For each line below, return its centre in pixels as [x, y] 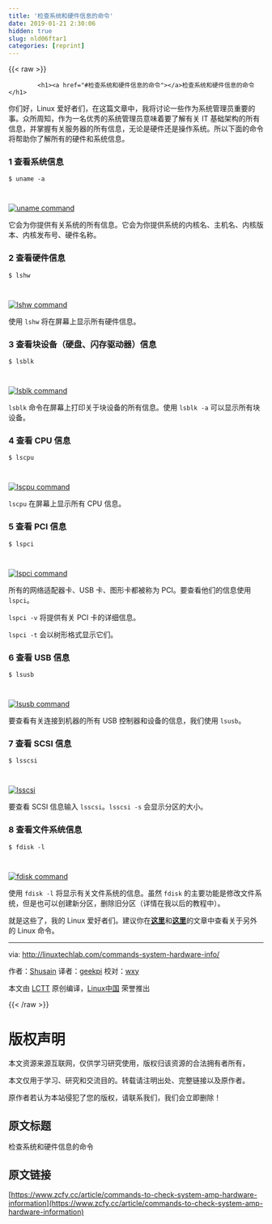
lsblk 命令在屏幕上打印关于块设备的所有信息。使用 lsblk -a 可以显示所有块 [134, 408]
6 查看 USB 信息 [39, 657]
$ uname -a [27, 179]
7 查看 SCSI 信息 [40, 743]
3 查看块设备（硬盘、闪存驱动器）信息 [83, 344]
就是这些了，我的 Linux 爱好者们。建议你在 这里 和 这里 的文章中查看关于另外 [133, 920]
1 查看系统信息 [36, 162]
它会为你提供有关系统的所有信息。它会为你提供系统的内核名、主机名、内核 [132, 225]
